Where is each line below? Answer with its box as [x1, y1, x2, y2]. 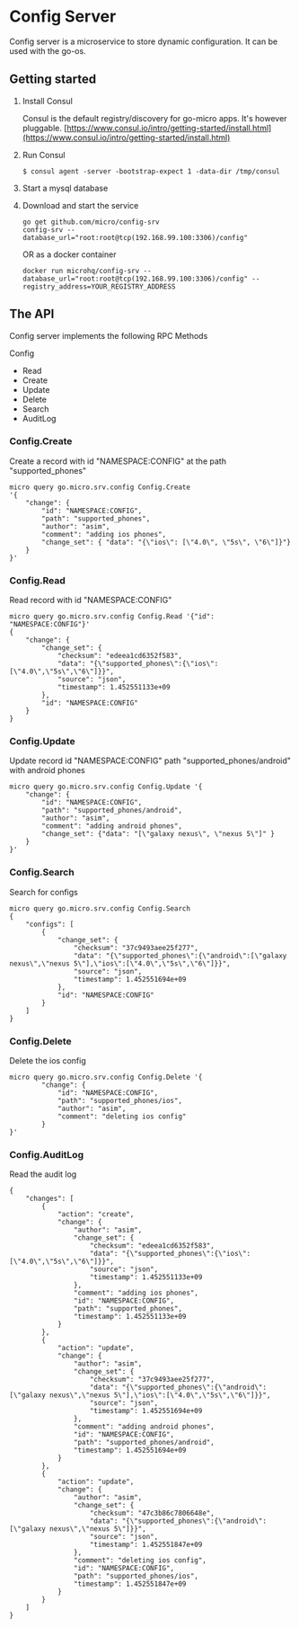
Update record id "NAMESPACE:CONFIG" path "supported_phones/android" [9, 755, 292, 766]
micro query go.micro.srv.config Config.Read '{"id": [9, 612, 215, 621]
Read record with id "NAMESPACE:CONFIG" [9, 595, 172, 606]
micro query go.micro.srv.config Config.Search [9, 903, 191, 913]
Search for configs [9, 886, 78, 897]
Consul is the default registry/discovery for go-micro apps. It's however [22, 112, 287, 123]
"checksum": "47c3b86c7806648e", [89, 1508, 215, 1518]
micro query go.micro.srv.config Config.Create [9, 483, 191, 492]
